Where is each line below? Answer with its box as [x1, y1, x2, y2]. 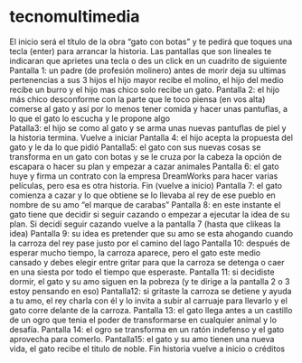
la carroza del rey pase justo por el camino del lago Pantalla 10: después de [9, 237, 291, 248]
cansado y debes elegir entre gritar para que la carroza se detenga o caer [9, 256, 285, 267]
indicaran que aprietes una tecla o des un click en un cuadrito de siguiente [9, 55, 288, 66]
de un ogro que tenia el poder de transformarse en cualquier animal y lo [9, 314, 278, 325]
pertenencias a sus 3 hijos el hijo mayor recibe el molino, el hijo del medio [9, 74, 284, 85]
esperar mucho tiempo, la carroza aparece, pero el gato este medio [9, 247, 261, 258]
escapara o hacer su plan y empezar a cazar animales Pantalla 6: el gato [9, 161, 279, 172]
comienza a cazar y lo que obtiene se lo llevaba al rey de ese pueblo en [9, 190, 276, 200]
